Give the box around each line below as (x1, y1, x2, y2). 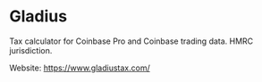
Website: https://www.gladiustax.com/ (9, 62, 150, 73)
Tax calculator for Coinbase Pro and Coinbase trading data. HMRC (9, 36, 254, 46)
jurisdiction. (9, 45, 53, 55)
